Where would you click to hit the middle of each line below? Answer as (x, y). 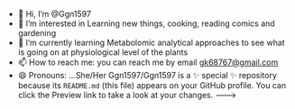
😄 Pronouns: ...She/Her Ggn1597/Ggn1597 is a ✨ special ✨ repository (147, 75)
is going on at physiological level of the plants (103, 52)
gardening (37, 33)
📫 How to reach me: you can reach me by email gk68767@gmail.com (148, 62)
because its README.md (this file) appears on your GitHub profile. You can (152, 85)
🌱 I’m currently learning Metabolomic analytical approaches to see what (152, 42)
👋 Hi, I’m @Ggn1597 (55, 14)
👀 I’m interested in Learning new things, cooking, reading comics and (146, 23)
